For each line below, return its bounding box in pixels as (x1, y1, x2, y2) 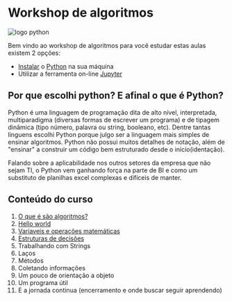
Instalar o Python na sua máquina (17, 62, 114, 70)
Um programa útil (17, 278, 68, 286)
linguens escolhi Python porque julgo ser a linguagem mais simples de (8, 130, 210, 138)
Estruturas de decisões (17, 234, 85, 243)
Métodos (17, 256, 44, 265)
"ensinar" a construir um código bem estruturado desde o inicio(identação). (8, 145, 225, 154)
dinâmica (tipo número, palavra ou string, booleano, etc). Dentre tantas (8, 123, 211, 131)
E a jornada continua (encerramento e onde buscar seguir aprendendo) (17, 286, 223, 294)
